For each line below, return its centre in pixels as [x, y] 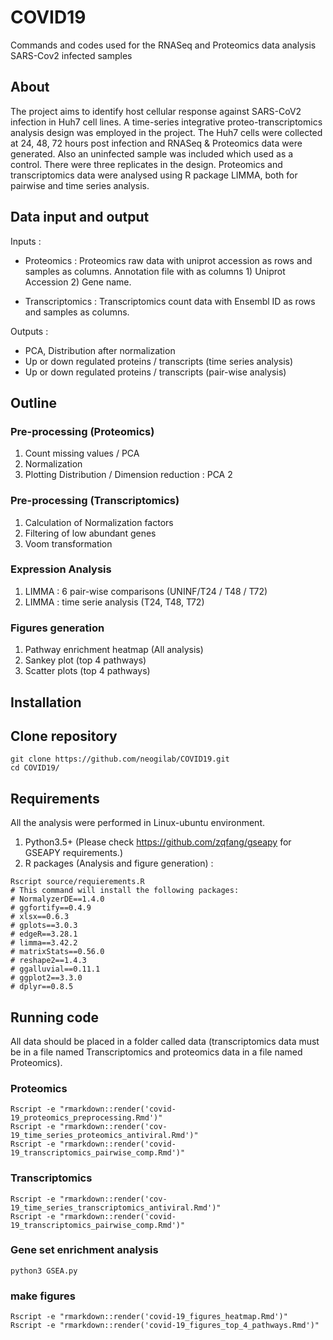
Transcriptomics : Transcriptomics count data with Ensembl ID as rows [170, 301]
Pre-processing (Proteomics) [82, 431]
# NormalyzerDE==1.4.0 [57, 899]
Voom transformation [68, 543]
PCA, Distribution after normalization [100, 350]
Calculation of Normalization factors [99, 522]
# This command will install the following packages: [125, 891]
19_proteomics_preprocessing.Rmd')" [86, 1118]
